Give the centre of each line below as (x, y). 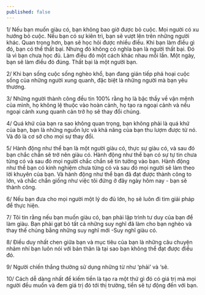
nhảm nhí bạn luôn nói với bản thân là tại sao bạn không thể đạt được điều (99, 249)
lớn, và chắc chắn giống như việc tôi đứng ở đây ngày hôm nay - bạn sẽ (97, 180)
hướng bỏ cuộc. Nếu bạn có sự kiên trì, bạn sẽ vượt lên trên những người (98, 36)
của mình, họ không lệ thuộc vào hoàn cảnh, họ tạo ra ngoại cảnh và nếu (99, 105)
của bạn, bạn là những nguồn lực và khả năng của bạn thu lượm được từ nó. (102, 129)
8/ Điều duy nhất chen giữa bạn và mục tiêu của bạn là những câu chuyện (99, 242)
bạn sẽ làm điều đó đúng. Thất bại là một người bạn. (72, 62)
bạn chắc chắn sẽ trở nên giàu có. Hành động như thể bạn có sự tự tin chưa (102, 155)
